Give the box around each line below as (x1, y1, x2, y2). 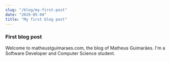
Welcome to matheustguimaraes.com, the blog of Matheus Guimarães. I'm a (5, 45, 165, 51)
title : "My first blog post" (5, 17, 67, 22)
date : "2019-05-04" (5, 12, 47, 17)
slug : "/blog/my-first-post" (5, 7, 67, 13)
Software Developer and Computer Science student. (5, 50, 115, 56)
